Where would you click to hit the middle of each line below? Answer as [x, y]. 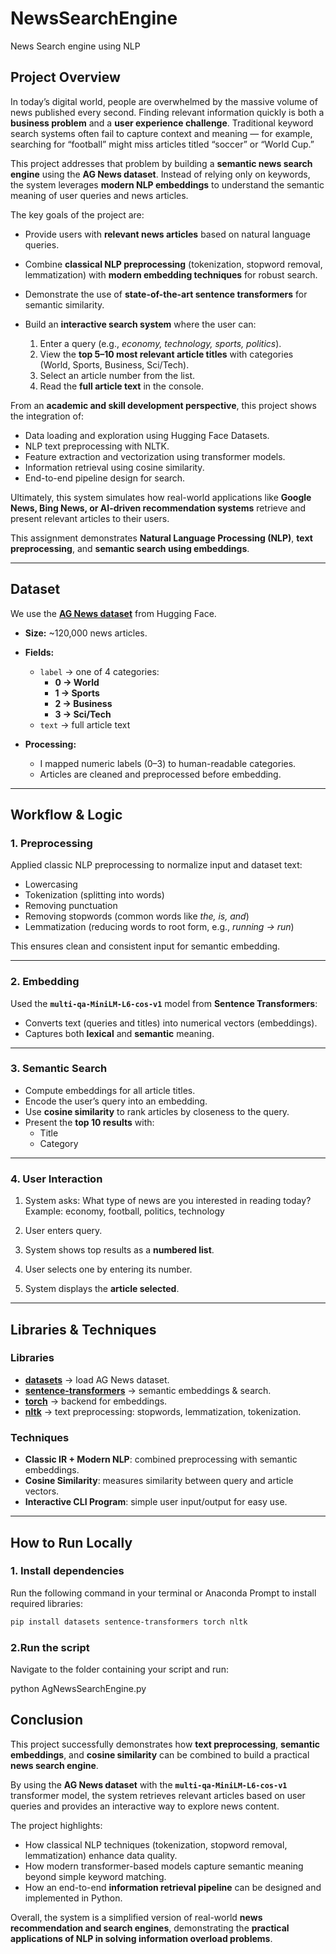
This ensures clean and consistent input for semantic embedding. [145, 946]
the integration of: [47, 416]
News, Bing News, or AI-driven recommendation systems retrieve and [158, 508]
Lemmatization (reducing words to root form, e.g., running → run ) [159, 927]
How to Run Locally [71, 1542]
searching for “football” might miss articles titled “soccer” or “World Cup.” [162, 144]
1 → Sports [77, 693]
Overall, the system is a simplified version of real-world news [136, 1917]
